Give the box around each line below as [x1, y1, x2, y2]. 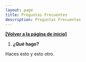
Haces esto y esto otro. [5, 51, 55, 57]
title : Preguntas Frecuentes [5, 12, 68, 17]
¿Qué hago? [12, 41, 39, 47]
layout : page [5, 7, 33, 13]
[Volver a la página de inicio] [5, 31, 67, 37]
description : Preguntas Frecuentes [5, 17, 81, 22]
